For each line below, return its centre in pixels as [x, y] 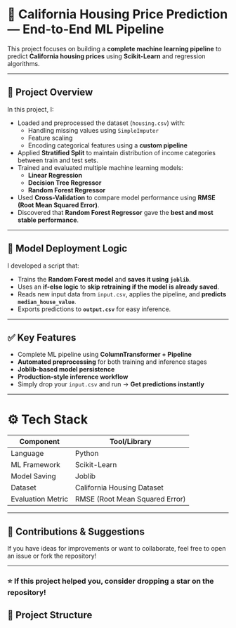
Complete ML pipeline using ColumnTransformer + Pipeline [104, 355]
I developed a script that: [43, 266]
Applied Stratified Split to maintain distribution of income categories [117, 152]
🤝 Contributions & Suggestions [76, 531]
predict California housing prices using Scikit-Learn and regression [106, 56]
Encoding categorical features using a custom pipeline [107, 145]
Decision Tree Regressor [65, 183]
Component [39, 442]
